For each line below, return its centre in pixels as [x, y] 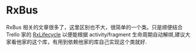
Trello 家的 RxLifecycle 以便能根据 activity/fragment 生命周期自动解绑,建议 [96, 34]
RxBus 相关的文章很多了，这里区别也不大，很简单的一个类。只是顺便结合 [94, 27]
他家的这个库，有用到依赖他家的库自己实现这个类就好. [82, 42]
